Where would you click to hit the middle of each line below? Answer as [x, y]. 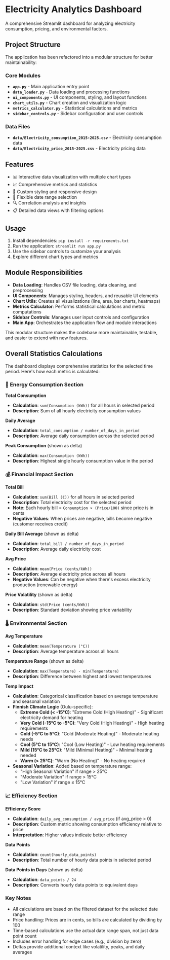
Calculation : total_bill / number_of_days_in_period [68, 544]
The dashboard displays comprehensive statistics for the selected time [79, 366]
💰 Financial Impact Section [39, 474]
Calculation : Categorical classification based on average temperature [85, 696]
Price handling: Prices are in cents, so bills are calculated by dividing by [87, 920]
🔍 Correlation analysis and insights [49, 203]
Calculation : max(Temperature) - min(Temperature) [66, 671]
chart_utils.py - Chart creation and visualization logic [69, 103]
